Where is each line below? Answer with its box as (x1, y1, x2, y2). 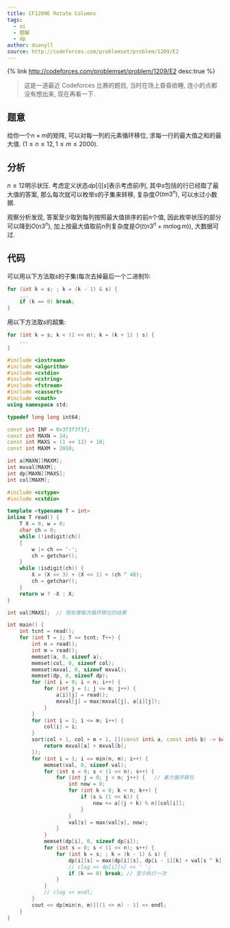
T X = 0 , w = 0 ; (19, 521, 66, 527)
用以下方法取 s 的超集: (7, 318, 66, 326)
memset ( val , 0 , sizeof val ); (43, 762, 127, 768)
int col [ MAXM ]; (7, 477, 51, 484)
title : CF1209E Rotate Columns (7, 10, 97, 17)
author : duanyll (7, 42, 53, 49)
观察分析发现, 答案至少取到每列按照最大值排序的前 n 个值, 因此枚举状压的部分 (7, 213, 222, 221)
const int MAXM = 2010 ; (7, 445, 75, 452)
